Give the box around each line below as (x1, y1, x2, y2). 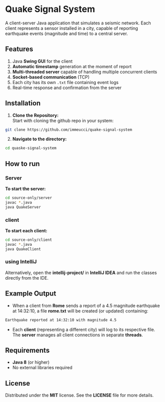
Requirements (5, 346, 50, 354)
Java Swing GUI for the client (12, 58, 73, 64)
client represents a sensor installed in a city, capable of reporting (5, 25, 138, 31)
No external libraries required (12, 365, 73, 371)
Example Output (5, 290, 56, 298)
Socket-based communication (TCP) (12, 74, 90, 80)
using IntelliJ (5, 258, 37, 265)
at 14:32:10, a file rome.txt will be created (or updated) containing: (12, 307, 149, 314)
